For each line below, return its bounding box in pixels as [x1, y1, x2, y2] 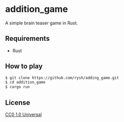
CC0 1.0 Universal [5, 112, 42, 118]
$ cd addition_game [5, 80, 46, 85]
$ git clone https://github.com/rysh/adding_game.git [5, 75, 120, 80]
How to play [5, 62, 43, 71]
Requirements [5, 34, 50, 43]
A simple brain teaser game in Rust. [5, 20, 78, 26]
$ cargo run [5, 85, 30, 90]
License [5, 98, 30, 107]
